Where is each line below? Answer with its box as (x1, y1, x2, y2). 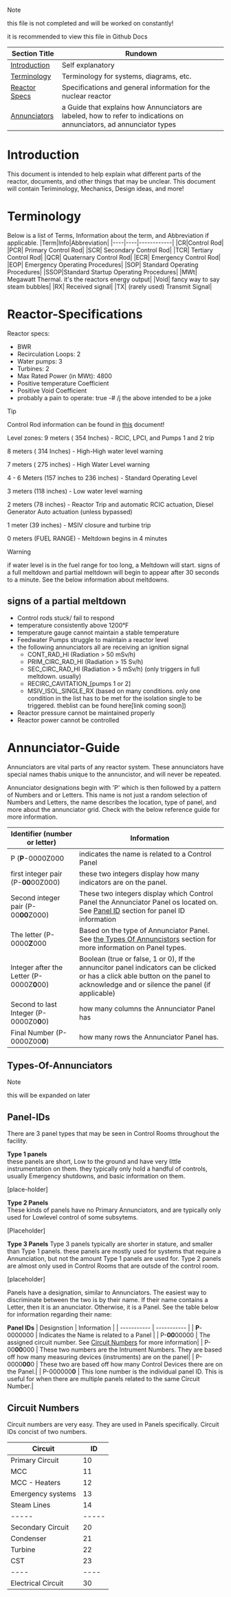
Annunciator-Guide (7, 740, 120, 756)
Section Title (11, 49, 54, 58)
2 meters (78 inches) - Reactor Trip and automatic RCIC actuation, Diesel (7, 500, 214, 508)
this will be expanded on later (7, 1091, 91, 1099)
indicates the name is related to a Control (78, 849, 212, 859)
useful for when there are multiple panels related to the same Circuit (7, 1375, 200, 1383)
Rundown (124, 49, 157, 58)
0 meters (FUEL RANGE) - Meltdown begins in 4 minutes (7, 534, 168, 542)
